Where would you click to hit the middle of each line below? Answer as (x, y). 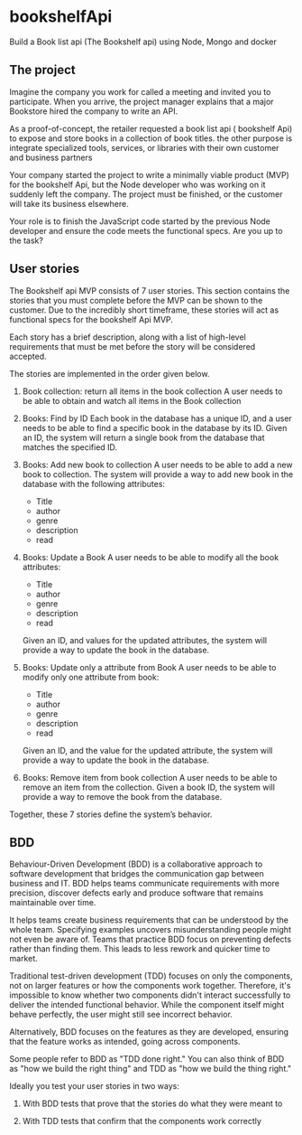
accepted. (28, 356)
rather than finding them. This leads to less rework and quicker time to (140, 949)
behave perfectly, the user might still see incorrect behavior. (121, 1015)
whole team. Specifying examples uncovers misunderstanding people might (150, 930)
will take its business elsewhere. (69, 203)
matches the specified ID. (70, 447)
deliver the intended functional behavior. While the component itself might (147, 1005)
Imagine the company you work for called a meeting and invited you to (140, 91)
